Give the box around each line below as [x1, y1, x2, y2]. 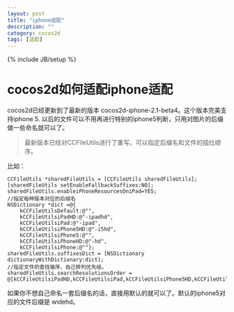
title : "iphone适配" [7, 17, 65, 24]
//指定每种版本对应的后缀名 [7, 196, 77, 203]
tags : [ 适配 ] [7, 36, 43, 43]
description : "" [7, 23, 54, 30]
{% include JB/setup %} [7, 55, 77, 63]
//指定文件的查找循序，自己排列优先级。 [7, 264, 107, 271]
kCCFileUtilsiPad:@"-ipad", [19, 220, 101, 227]
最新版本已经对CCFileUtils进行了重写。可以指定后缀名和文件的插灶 [24, 139, 215, 147]
